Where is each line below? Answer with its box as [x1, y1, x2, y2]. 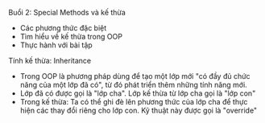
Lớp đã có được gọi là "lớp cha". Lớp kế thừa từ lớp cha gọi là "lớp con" [19, 88, 256, 98]
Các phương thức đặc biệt [19, 23, 107, 32]
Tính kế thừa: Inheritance [8, 56, 91, 65]
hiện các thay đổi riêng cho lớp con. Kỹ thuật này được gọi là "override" [19, 105, 258, 115]
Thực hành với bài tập [19, 40, 93, 50]
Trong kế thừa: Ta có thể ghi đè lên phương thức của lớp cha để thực [19, 97, 248, 106]
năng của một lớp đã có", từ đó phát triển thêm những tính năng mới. [19, 80, 247, 89]
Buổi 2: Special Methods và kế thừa [8, 8, 126, 17]
